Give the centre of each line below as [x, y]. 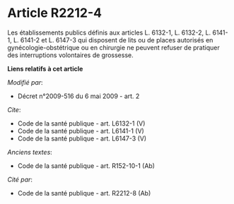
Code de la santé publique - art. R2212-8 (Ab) [84, 193]
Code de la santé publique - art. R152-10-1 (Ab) [86, 166]
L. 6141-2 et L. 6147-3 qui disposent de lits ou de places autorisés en [113, 40]
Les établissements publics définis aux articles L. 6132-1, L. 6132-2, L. [109, 32]
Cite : [14, 109]
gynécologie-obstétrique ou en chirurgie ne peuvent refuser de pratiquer [114, 47]
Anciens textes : [30, 152]
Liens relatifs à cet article [45, 68]
